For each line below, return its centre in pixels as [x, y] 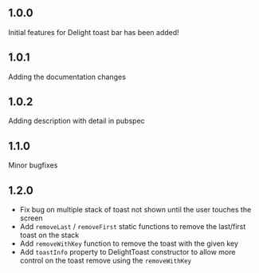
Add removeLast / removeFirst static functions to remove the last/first [133, 227]
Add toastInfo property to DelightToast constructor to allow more [128, 252]
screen [31, 218]
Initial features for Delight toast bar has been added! [94, 32]
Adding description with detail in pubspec [77, 121]
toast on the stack [49, 235]
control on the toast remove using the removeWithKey [106, 261]
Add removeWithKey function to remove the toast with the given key [129, 243]
